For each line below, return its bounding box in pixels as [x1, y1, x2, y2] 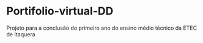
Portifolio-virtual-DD [6, 4, 114, 18]
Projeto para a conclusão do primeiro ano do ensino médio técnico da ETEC [6, 24, 197, 31]
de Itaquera [6, 30, 35, 38]
